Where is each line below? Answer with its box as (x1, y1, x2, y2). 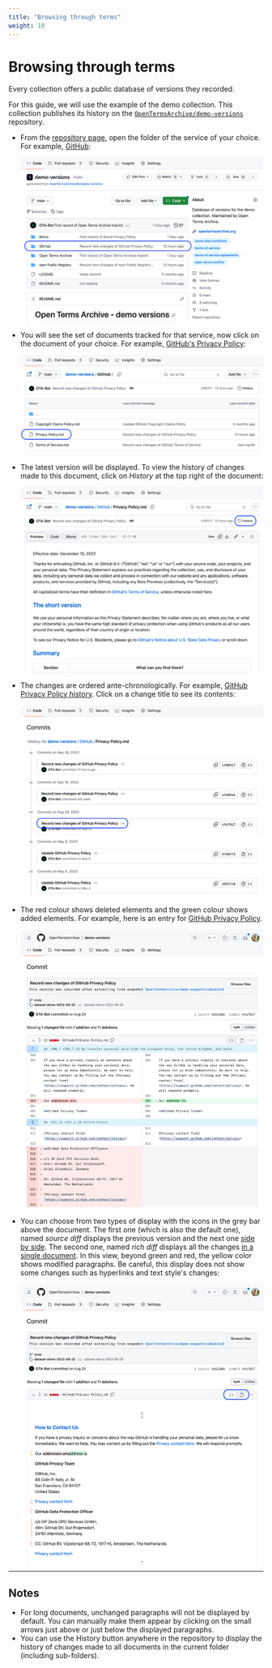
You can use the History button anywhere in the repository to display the (19, 1633, 262, 1644)
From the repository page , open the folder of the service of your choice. (19, 133, 261, 143)
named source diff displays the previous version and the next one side (19, 1234, 255, 1244)
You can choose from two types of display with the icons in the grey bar (19, 1216, 261, 1226)
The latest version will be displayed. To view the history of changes (19, 463, 244, 472)
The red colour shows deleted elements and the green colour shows (19, 905, 249, 915)
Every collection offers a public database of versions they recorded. (8, 84, 235, 94)
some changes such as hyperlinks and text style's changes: (19, 1268, 220, 1278)
